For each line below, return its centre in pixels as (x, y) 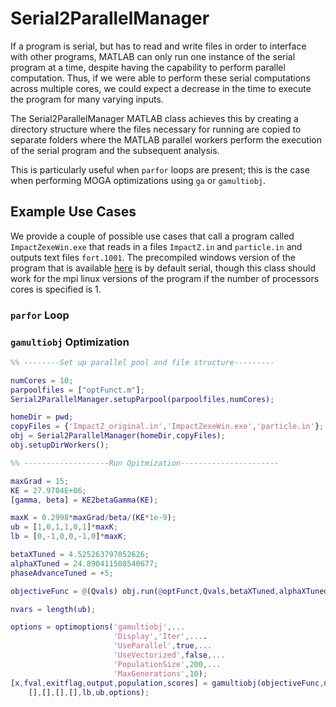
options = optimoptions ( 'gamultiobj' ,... (98, 627)
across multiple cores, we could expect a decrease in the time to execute (161, 88)
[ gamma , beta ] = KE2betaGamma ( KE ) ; (84, 500)
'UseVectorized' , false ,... (169, 655)
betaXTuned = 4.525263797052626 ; (80, 555)
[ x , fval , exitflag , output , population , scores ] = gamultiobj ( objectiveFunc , (167, 683)
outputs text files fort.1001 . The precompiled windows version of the (153, 257)
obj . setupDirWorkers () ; (60, 445)
